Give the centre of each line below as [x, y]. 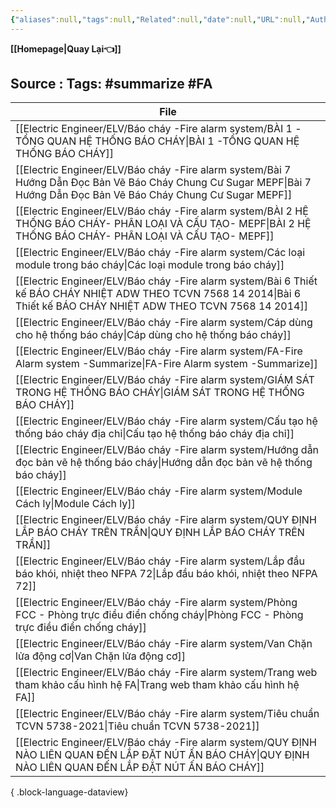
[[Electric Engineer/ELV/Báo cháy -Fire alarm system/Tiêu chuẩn [167, 714]
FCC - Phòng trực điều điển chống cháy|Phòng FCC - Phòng [159, 615]
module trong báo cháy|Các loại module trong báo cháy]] [150, 265]
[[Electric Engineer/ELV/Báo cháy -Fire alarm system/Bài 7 [153, 170]
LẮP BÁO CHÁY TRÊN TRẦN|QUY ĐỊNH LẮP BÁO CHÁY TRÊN [160, 533]
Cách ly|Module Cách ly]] [75, 504]
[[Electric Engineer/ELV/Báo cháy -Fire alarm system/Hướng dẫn [167, 450]
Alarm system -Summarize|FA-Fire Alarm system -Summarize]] [166, 364]
